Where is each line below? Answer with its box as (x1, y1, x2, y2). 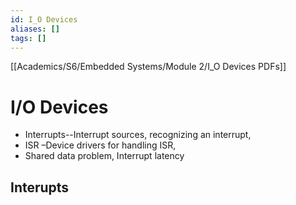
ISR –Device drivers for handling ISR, (24, 139, 177, 151)
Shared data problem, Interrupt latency (24, 150, 185, 162)
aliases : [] (10, 24, 60, 34)
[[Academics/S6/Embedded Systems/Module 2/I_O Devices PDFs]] (10, 61, 287, 73)
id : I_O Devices (10, 14, 78, 25)
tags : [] (10, 33, 47, 43)
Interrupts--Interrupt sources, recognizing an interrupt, (24, 129, 252, 141)
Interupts (10, 179, 70, 196)
